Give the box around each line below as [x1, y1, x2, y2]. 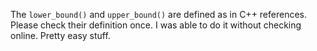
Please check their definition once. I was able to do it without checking [10, 19, 302, 31]
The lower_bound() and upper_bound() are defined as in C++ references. [10, 9, 308, 20]
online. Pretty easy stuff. [10, 30, 111, 41]
